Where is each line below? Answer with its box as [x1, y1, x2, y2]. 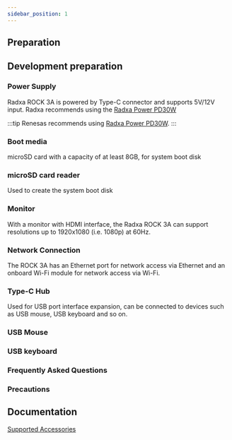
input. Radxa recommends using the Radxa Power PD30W [7, 105, 177, 114]
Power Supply [7, 82, 57, 92]
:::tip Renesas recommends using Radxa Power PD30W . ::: [7, 119, 177, 127]
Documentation [7, 406, 78, 418]
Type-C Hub [7, 286, 51, 296]
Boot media [7, 136, 47, 146]
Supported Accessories [7, 424, 76, 433]
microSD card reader [7, 170, 80, 180]
